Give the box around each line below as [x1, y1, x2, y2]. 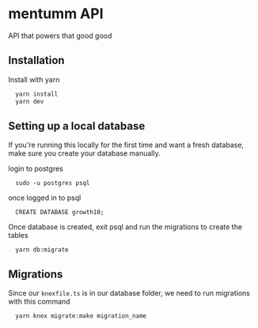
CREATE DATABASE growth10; [15, 209, 104, 217]
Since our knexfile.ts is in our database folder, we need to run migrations [8, 288, 251, 298]
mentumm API [8, 5, 104, 23]
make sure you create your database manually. [8, 149, 161, 158]
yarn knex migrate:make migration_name [15, 312, 147, 320]
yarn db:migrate [15, 246, 69, 254]
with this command [8, 297, 70, 307]
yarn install [15, 90, 59, 98]
